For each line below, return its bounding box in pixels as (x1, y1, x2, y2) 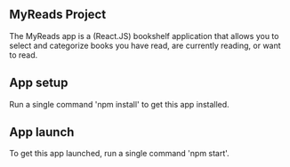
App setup (9, 76, 68, 91)
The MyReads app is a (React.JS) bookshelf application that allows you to (9, 30, 279, 41)
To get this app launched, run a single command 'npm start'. (9, 148, 230, 159)
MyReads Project (9, 7, 107, 22)
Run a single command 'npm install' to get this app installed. (9, 99, 230, 109)
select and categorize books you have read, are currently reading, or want (9, 40, 282, 51)
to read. (9, 49, 38, 60)
